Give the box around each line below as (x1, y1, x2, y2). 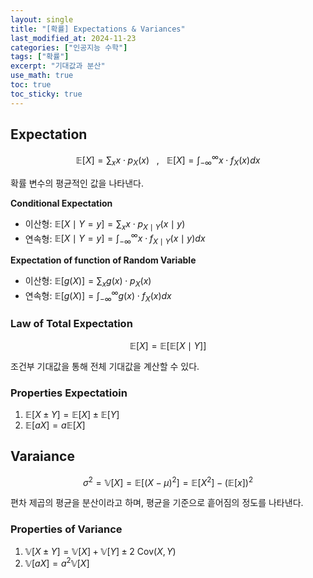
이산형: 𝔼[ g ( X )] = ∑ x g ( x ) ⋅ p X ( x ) (24, 275, 152, 289)
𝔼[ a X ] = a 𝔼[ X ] (24, 419, 86, 431)
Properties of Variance (10, 522, 123, 536)
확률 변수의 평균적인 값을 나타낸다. (10, 177, 144, 189)
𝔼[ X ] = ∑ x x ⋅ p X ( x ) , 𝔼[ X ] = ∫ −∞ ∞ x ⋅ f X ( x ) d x (75, 152, 261, 168)
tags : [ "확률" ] (10, 52, 70, 62)
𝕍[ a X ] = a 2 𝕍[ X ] (24, 556, 90, 570)
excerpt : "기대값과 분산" (10, 61, 106, 71)
